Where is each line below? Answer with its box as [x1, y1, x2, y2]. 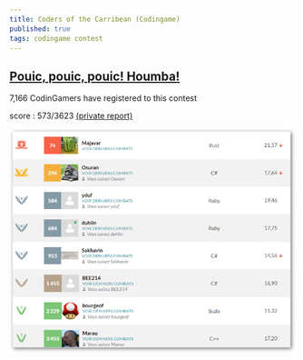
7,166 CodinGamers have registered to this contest [9, 93, 198, 104]
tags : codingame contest [9, 34, 103, 43]
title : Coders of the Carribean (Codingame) [9, 15, 181, 24]
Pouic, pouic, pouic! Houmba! [9, 68, 181, 84]
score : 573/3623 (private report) [9, 110, 133, 122]
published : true [9, 24, 71, 34]
